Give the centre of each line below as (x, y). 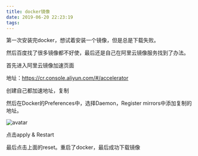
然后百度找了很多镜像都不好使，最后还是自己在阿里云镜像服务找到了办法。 (98, 53)
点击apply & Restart (30, 135)
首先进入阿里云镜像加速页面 (40, 65)
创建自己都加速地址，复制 (38, 91)
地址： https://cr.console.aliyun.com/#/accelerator (67, 78)
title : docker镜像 (28, 12)
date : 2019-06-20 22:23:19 (40, 17)
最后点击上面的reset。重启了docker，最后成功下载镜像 (73, 147)
